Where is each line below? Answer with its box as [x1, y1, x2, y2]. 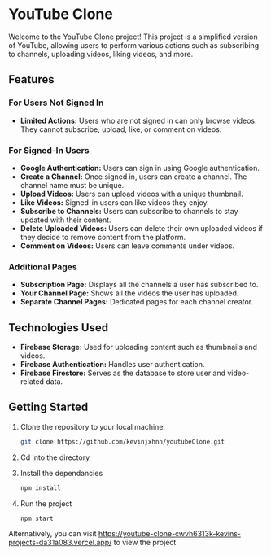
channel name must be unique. [20, 180, 125, 190]
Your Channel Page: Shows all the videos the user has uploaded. [20, 288, 239, 298]
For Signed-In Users [8, 144, 90, 155]
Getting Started [8, 400, 89, 414]
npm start [20, 514, 55, 522]
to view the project [113, 538, 177, 548]
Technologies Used [8, 321, 108, 334]
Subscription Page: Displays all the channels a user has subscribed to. [20, 280, 259, 290]
